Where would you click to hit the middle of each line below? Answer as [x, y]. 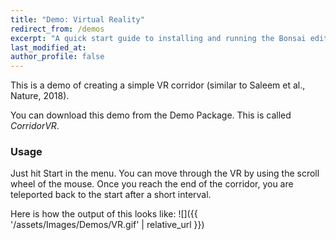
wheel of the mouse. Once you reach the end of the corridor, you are [152, 184]
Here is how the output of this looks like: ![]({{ [104, 214]
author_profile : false [57, 57]
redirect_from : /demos [57, 29]
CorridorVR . [35, 126]
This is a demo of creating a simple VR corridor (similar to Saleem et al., [158, 85]
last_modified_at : [48, 47]
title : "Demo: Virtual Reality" [77, 19]
